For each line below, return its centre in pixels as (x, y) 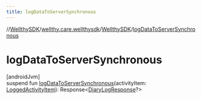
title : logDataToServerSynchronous (51, 12)
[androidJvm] (23, 77)
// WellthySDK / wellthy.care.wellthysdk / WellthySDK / (70, 29)
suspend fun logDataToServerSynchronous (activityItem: (76, 83)
